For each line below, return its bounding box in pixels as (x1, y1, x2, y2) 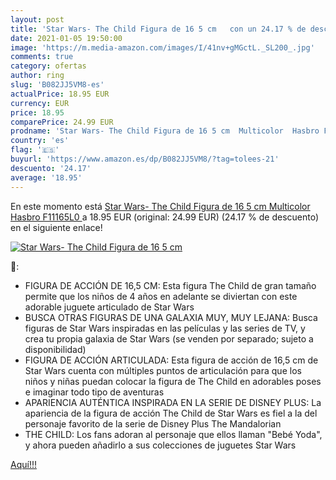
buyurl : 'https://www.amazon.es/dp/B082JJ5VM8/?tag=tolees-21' (10, 154, 280, 164)
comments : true (10, 52, 74, 62)
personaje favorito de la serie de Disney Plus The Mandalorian (24, 417, 282, 430)
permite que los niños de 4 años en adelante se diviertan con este (24, 290, 298, 302)
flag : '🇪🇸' (10, 145, 60, 155)
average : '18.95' (10, 172, 83, 183)
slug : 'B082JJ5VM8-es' (10, 80, 105, 90)
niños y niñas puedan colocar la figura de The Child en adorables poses (24, 375, 322, 387)
